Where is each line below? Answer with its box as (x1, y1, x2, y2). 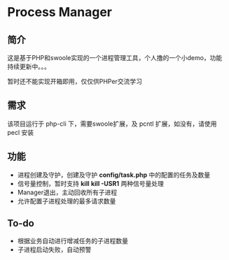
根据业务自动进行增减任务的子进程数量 (17, 237, 128, 245)
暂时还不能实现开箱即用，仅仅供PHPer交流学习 (7, 78, 142, 85)
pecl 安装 (7, 128, 34, 136)
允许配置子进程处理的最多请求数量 (17, 196, 116, 205)
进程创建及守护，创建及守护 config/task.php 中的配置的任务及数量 (17, 171, 211, 179)
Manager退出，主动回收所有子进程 (17, 188, 118, 196)
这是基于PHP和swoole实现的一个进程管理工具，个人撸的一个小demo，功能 (7, 54, 223, 62)
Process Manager (7, 4, 112, 20)
